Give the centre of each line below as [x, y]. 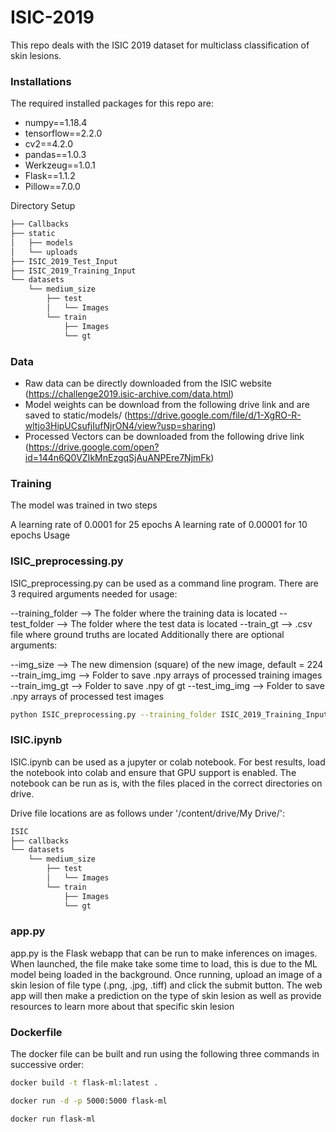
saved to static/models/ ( [76, 415]
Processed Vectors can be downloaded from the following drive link [164, 436]
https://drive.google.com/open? [94, 447]
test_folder [32, 623]
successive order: [47, 1065]
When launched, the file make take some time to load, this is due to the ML [164, 963]
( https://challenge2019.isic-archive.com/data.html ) [129, 393]
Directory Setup [43, 206]
